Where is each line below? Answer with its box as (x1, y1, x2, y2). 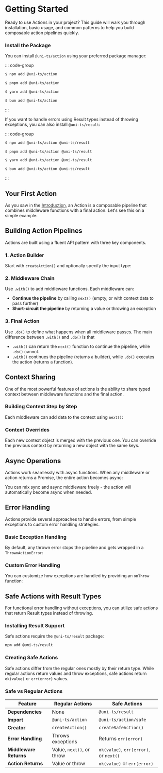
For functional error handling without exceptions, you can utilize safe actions (5, 605, 158, 611)
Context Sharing (5, 373, 56, 381)
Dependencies (7, 708, 42, 715)
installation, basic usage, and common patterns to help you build (5, 24, 134, 30)
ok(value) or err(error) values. (5, 675, 69, 681)
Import (7, 716, 23, 723)
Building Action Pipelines (5, 227, 82, 235)
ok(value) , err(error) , (98, 746, 150, 753)
